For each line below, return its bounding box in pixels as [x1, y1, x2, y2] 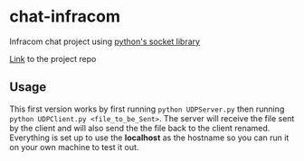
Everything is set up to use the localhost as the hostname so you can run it [9, 132, 290, 143]
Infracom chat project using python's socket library [9, 36, 201, 47]
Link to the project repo [9, 53, 97, 64]
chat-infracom [9, 6, 120, 27]
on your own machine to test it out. [9, 141, 139, 152]
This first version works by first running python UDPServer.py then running [9, 103, 285, 114]
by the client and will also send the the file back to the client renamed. [9, 122, 271, 133]
